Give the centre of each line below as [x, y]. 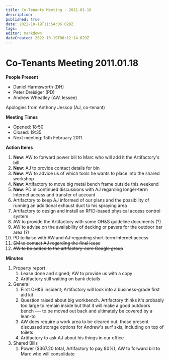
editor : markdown [24, 33]
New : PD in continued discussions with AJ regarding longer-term [80, 189]
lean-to [28, 316]
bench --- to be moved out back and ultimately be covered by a [87, 311]
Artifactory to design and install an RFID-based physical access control [87, 211]
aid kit [27, 295]
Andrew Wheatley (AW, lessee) [45, 97]
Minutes [15, 258]
